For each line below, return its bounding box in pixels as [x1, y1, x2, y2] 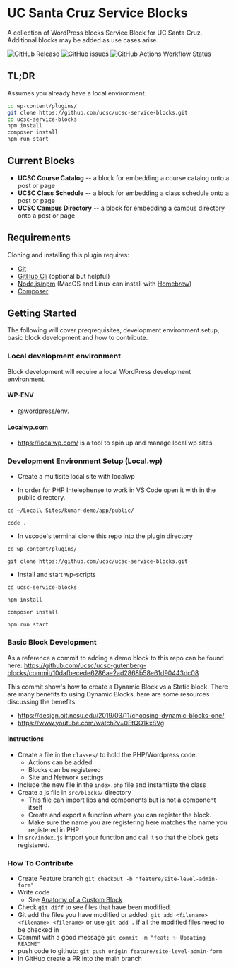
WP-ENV [7, 391, 34, 400]
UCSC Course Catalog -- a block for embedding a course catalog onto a [17, 173, 230, 182]
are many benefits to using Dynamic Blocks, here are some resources [7, 689, 210, 698]
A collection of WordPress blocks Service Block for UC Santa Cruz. [7, 28, 203, 37]
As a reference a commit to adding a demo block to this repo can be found [7, 653, 224, 662]
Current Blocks [7, 155, 76, 167]
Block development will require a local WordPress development [7, 367, 191, 375]
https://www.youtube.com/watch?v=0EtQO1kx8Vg [17, 718, 165, 727]
